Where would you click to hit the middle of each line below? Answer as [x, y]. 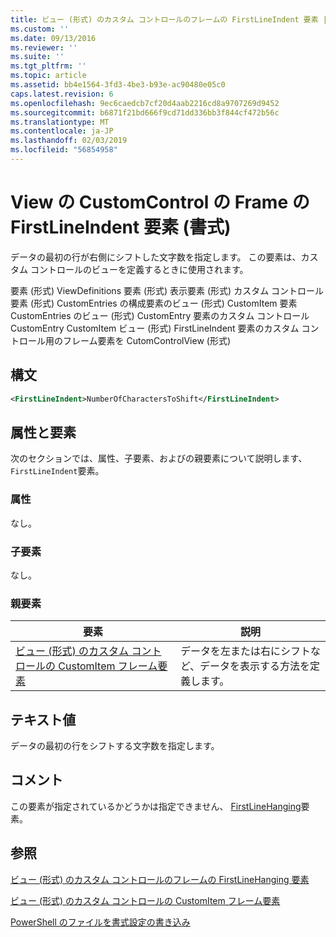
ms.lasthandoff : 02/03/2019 [69, 141]
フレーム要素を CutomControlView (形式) [146, 340]
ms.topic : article [48, 76]
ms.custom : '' [40, 29]
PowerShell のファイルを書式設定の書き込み [100, 922]
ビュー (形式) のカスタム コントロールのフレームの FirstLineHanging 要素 [160, 879]
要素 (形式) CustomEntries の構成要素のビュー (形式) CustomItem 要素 [154, 303]
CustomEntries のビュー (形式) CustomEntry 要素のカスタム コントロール [160, 315]
